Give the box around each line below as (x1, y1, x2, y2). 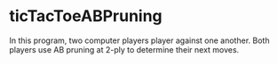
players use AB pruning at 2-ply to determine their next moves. (9, 44, 240, 54)
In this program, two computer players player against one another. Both (9, 35, 270, 46)
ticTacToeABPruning (9, 6, 163, 26)
